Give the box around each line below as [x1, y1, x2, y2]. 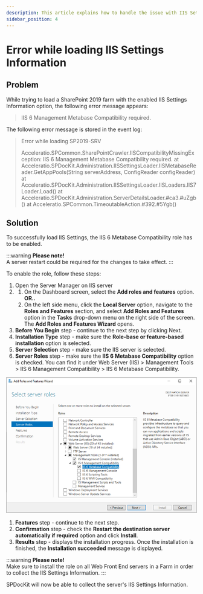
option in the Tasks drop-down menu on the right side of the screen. [24, 314, 195, 321]
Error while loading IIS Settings [6, 43, 164, 57]
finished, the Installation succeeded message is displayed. [14, 544, 163, 552]
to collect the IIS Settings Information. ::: [6, 569, 106, 576]
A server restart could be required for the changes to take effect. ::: [6, 259, 174, 266]
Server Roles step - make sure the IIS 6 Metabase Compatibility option [14, 352, 194, 360]
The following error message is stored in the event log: [6, 126, 143, 133]
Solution [6, 218, 39, 228]
